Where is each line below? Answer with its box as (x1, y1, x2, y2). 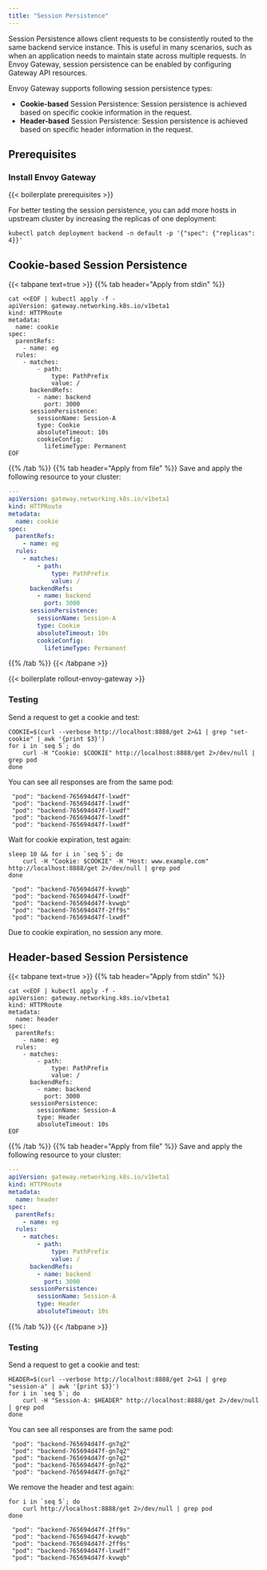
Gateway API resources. (8, 67, 88, 77)
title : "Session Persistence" (8, 11, 110, 20)
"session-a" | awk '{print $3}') (8, 1382, 120, 1391)
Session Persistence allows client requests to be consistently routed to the (8, 34, 253, 43)
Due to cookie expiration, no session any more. (8, 927, 163, 937)
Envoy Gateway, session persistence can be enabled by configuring (8, 59, 232, 69)
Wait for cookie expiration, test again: (8, 835, 131, 844)
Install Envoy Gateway (8, 172, 97, 183)
